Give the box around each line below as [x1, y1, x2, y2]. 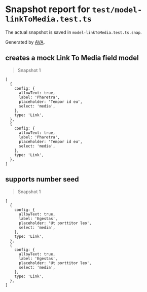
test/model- [92, 5, 142, 15]
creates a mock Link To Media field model [5, 54, 139, 62]
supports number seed [5, 175, 80, 184]
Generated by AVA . [5, 39, 45, 45]
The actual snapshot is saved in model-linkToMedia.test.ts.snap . [5, 29, 142, 35]
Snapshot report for [5, 4, 90, 15]
